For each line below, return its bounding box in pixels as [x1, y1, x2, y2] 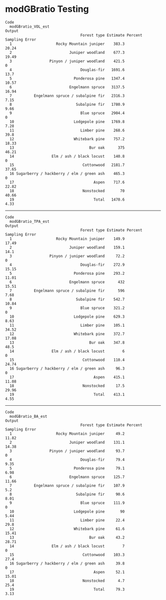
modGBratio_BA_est [9, 414, 48, 419]
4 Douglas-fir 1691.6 [9, 67, 125, 72]
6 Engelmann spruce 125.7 [9, 474, 125, 479]
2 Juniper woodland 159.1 [9, 245, 125, 250]
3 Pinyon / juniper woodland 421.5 [9, 58, 125, 64]
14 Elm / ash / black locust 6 [9, 348, 125, 354]
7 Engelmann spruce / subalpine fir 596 [9, 288, 125, 293]
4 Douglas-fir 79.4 [9, 457, 125, 462]
